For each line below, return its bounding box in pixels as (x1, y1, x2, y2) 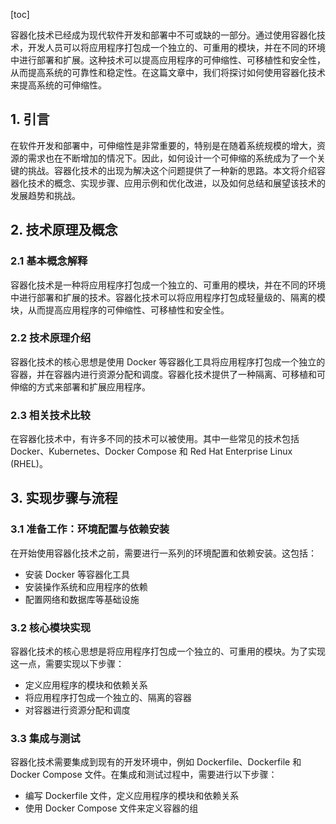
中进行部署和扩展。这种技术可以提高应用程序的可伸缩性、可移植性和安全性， (10, 54, 326, 66)
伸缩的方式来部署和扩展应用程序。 (10, 380, 151, 393)
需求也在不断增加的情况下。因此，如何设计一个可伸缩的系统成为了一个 (27, 152, 317, 164)
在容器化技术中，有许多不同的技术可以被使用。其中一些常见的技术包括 (10, 433, 300, 445)
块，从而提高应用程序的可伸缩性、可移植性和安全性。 (10, 304, 230, 316)
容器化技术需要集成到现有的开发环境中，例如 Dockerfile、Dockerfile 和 (10, 756, 302, 768)
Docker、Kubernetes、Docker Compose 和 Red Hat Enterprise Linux (10, 445, 293, 458)
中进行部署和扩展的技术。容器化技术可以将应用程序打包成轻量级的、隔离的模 (10, 291, 326, 303)
